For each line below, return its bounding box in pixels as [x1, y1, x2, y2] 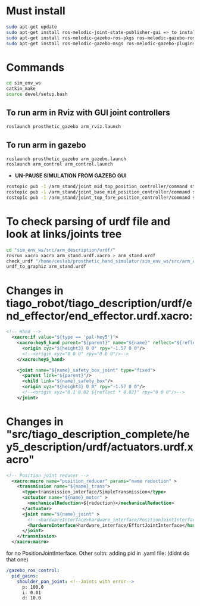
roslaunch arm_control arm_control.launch [6, 161, 113, 167]
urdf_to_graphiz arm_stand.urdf [6, 264, 86, 270]
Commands [6, 61, 65, 74]
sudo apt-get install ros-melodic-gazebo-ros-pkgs [6, 35, 135, 41]
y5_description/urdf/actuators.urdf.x [6, 440, 193, 454]
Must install [6, 4, 65, 18]
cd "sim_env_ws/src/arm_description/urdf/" [6, 247, 116, 253]
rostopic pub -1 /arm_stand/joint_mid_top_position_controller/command [6, 183, 187, 190]
